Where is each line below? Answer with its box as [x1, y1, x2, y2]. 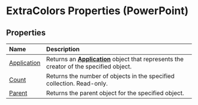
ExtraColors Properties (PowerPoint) [6, 4, 189, 18]
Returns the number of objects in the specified [46, 72, 175, 80]
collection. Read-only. [46, 80, 108, 87]
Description [46, 45, 80, 53]
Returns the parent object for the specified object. [46, 89, 184, 97]
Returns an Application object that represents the [46, 55, 184, 63]
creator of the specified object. [46, 63, 132, 70]
